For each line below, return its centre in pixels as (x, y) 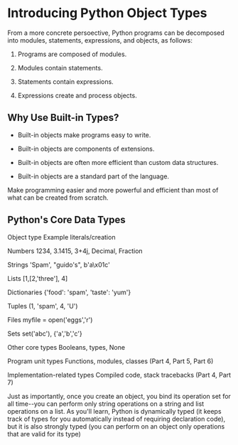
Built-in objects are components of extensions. (86, 149)
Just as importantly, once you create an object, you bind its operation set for (119, 396)
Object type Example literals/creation (61, 237)
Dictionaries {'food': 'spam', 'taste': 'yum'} (69, 292)
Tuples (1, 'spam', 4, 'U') (43, 306)
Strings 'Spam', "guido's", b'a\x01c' (59, 264)
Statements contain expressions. (65, 81)
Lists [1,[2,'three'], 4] (38, 278)
